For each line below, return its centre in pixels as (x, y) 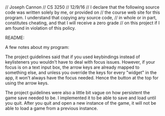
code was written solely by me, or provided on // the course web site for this (82, 12)
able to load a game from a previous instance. (51, 108)
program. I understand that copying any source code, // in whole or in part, (81, 18)
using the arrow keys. (27, 83)
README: (15, 38)
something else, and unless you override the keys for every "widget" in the (81, 73)
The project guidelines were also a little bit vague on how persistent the (78, 93)
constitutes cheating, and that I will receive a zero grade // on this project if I (82, 23)
